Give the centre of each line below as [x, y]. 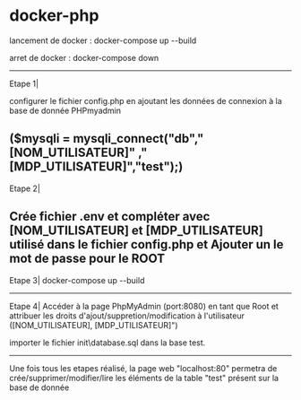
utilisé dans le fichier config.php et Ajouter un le [146, 244]
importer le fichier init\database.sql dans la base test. [107, 343]
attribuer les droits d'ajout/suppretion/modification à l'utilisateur [127, 316]
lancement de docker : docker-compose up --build [103, 40]
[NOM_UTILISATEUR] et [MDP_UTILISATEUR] [137, 231]
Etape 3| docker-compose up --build [77, 280]
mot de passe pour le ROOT [87, 259]
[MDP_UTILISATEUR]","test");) [96, 167]
